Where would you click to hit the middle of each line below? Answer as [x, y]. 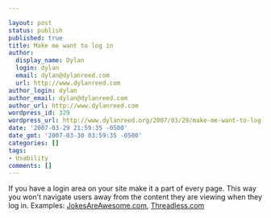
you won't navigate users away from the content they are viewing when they [135, 197]
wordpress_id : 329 [39, 113]
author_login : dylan [43, 90]
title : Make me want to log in [61, 45]
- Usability [28, 158]
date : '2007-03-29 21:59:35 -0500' [68, 128]
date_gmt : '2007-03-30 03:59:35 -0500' [75, 136]
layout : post [30, 23]
